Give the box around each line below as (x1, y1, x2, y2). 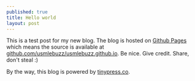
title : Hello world (6, 15, 56, 21)
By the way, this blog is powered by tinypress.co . (6, 68, 131, 76)
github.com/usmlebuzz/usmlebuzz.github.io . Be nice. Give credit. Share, (6, 50, 189, 57)
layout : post (6, 20, 40, 26)
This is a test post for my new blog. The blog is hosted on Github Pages (6, 37, 187, 44)
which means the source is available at (6, 43, 104, 51)
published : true (6, 9, 48, 15)
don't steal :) (6, 56, 39, 64)
